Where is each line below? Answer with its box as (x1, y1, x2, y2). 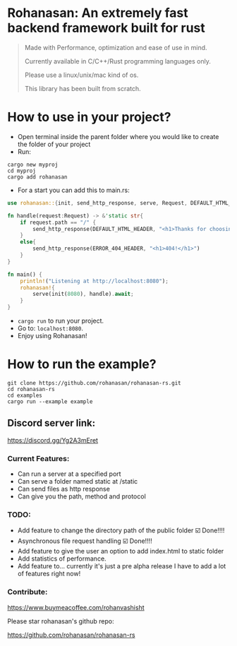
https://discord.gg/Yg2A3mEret (7, 436, 99, 444)
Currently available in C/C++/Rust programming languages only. (24, 56, 212, 65)
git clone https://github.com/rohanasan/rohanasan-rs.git (7, 379, 181, 386)
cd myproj (7, 167, 37, 174)
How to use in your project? (7, 109, 171, 125)
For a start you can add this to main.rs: (17, 186, 130, 194)
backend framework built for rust (7, 20, 206, 36)
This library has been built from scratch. (24, 84, 141, 92)
